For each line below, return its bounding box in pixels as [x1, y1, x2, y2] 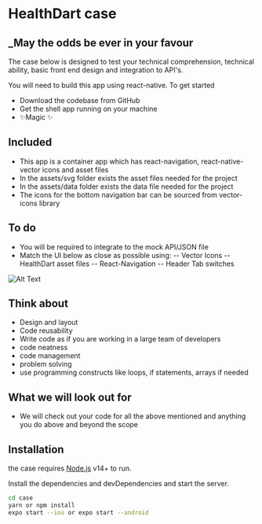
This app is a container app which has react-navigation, [19, 157, 200, 166]
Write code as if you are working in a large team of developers [19, 334, 221, 344]
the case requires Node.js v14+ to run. [8, 463, 132, 473]
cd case [8, 494, 34, 502]
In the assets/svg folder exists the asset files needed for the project [19, 173, 238, 183]
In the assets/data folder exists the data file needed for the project [19, 182, 234, 191]
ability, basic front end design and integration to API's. [8, 65, 184, 75]
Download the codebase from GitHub [19, 96, 140, 105]
